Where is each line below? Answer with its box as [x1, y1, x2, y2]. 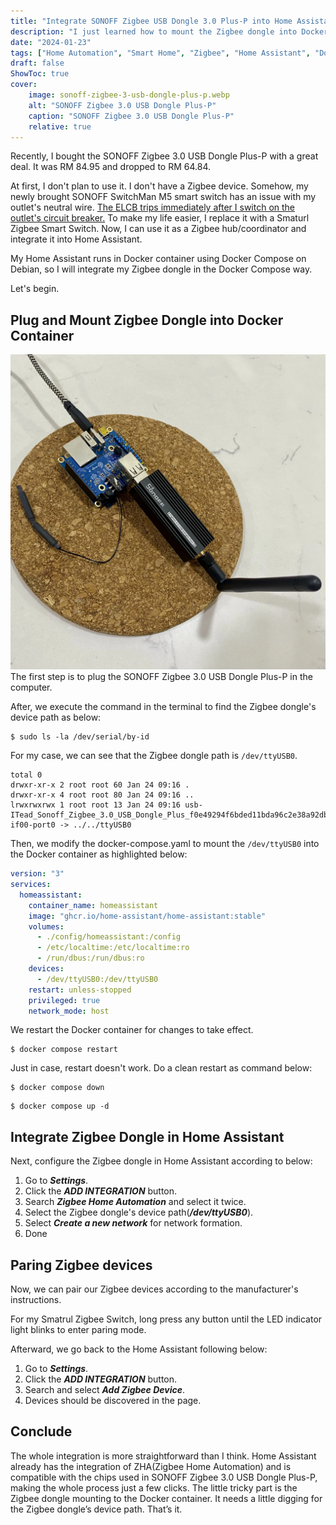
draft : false [10, 58, 65, 69]
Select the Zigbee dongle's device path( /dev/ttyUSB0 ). [24, 1206, 254, 1219]
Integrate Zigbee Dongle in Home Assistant [10, 1128, 285, 1145]
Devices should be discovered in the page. [24, 1395, 202, 1407]
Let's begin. [10, 283, 60, 295]
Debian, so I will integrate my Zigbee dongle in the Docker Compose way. [10, 263, 313, 275]
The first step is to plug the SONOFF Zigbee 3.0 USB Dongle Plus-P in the [10, 671, 313, 683]
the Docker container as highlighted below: [10, 848, 188, 860]
